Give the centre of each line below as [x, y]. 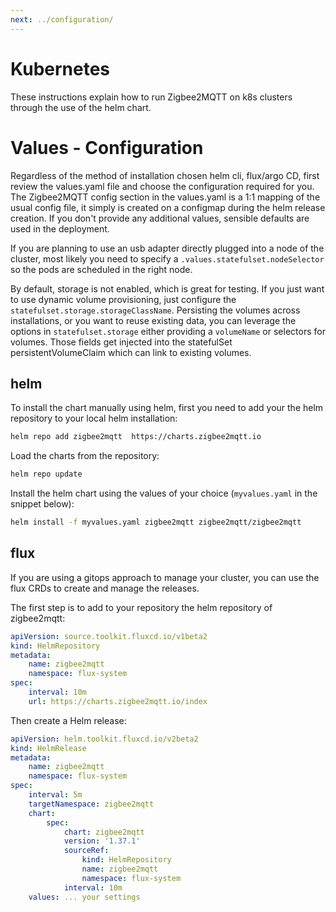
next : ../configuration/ [62, 19]
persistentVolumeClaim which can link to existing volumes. [131, 352]
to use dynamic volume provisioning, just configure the [123, 299]
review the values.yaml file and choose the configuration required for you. [162, 186]
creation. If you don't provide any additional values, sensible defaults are [160, 218]
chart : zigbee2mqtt [104, 832]
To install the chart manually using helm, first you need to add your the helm [167, 408]
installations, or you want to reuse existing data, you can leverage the [153, 320]
